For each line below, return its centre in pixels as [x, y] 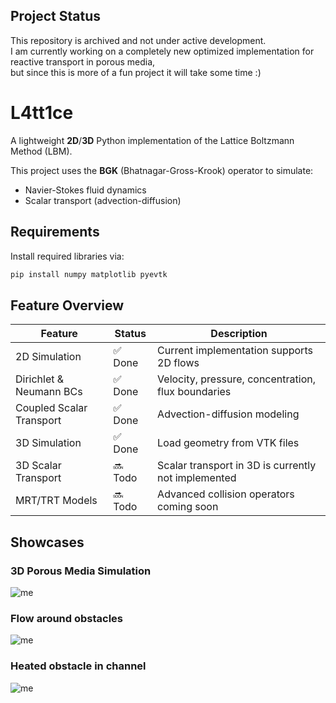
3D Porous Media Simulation [81, 571]
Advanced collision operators [226, 494]
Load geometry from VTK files [228, 443]
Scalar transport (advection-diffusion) [103, 200]
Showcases [47, 542]
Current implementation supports [235, 351]
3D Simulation [48, 443]
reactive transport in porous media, [83, 61]
